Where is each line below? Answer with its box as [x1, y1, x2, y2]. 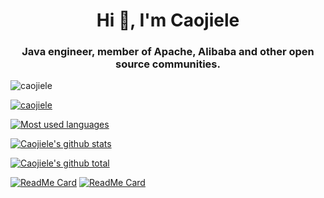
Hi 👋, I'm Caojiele [96, 9, 240, 32]
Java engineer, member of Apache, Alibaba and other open [21, 45, 315, 59]
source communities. [114, 57, 221, 71]
